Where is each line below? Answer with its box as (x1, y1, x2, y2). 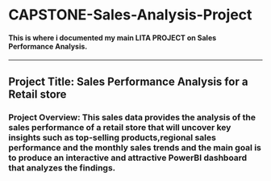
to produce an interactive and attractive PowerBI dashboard (8, 152, 248, 163)
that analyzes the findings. (8, 162, 116, 173)
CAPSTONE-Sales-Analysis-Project (8, 6, 252, 24)
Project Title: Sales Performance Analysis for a (8, 74, 248, 88)
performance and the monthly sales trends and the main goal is (8, 141, 262, 153)
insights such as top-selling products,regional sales (8, 132, 216, 143)
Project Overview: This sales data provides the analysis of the (8, 112, 256, 123)
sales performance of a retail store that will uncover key (8, 121, 231, 133)
